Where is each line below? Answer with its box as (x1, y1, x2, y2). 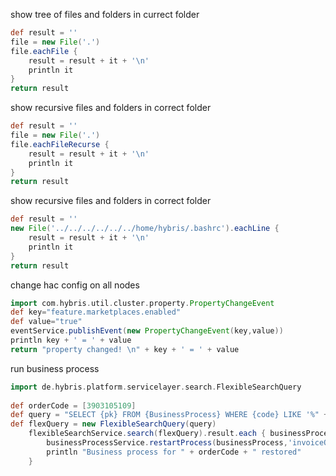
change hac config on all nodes (10, 279, 140, 291)
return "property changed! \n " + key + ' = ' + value (10, 344, 240, 354)
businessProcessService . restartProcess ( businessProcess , (46, 438, 288, 448)
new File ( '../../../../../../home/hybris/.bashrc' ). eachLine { (10, 224, 280, 234)
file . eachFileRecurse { (10, 139, 110, 149)
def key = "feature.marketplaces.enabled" (10, 307, 182, 318)
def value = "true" (10, 317, 83, 327)
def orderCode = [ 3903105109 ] (10, 400, 137, 411)
